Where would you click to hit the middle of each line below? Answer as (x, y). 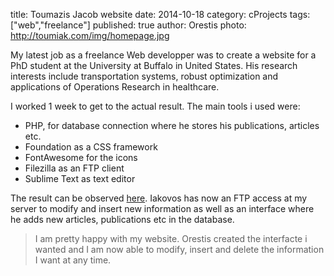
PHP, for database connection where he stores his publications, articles (172, 125)
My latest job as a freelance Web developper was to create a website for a (163, 55)
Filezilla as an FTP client (74, 168)
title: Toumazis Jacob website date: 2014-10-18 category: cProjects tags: (160, 14)
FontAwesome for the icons (81, 157)
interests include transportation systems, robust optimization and (144, 76)
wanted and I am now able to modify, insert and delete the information (179, 249)
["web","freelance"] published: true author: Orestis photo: (128, 25)
